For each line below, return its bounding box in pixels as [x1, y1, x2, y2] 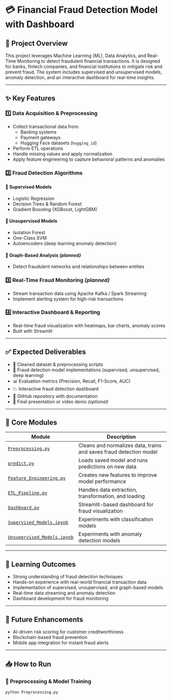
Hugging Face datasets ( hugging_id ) [20, 140, 97, 146]
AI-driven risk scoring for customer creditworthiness [12, 629, 124, 635]
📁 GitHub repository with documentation [12, 393, 98, 399]
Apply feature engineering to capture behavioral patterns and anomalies [12, 156, 165, 162]
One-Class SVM [12, 235, 47, 241]
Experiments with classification [78, 516, 154, 523]
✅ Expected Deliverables [5, 348, 86, 356]
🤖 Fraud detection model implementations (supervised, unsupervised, [12, 367, 160, 373]
